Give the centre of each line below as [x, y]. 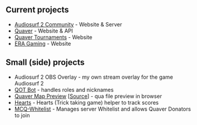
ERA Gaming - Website [43, 43]
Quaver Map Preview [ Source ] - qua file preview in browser [88, 96]
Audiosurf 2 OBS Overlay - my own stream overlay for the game [94, 77]
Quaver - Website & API [44, 31]
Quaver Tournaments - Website [53, 37]
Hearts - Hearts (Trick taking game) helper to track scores [86, 102]
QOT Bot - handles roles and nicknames [64, 90]
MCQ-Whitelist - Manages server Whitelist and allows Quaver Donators [102, 109]
